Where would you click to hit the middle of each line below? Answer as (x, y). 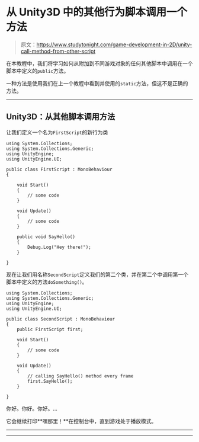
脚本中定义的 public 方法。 (38, 71)
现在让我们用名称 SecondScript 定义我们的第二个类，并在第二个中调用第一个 (97, 274)
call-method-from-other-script (58, 51)
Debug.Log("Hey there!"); (60, 247)
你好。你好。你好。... (32, 408)
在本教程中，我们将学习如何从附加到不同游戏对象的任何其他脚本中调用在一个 (99, 63)
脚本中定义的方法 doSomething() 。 (47, 281)
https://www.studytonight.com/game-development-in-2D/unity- (114, 44)
